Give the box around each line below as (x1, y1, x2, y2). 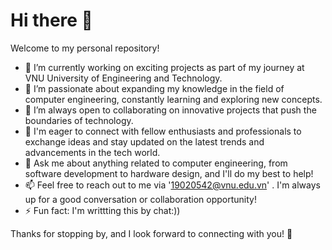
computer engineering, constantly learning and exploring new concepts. (24, 93, 323, 105)
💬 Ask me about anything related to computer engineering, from (24, 157, 288, 169)
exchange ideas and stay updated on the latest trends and (24, 135, 265, 148)
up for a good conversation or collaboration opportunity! (24, 193, 257, 205)
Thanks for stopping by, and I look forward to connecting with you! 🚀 (10, 227, 293, 239)
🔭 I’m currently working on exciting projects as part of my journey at (24, 61, 305, 73)
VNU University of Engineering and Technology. (24, 72, 223, 84)
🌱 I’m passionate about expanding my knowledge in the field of (24, 82, 285, 94)
